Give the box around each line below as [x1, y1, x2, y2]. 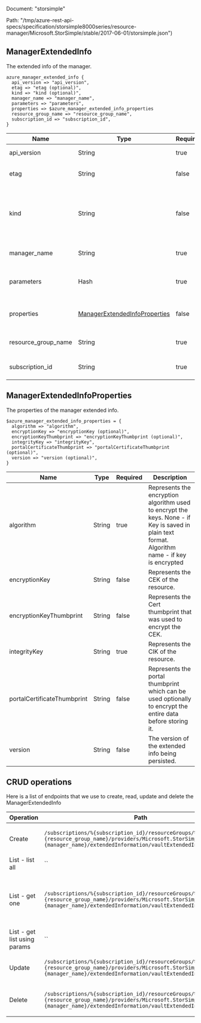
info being [148, 749, 176, 758]
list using [9, 935, 35, 943]
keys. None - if [148, 513, 191, 521]
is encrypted [148, 558, 184, 566]
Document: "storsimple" [6, 5, 66, 12]
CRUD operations [6, 777, 72, 787]
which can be [148, 687, 187, 695]
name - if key [148, 551, 187, 559]
